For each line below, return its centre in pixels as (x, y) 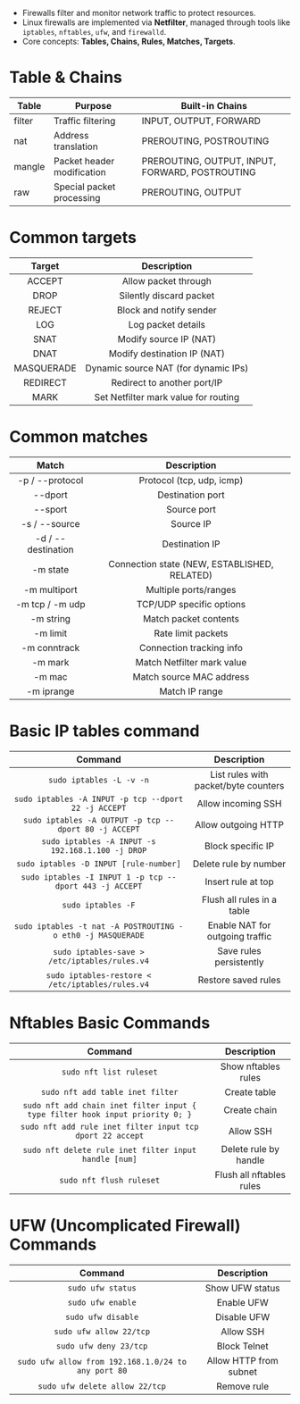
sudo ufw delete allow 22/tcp (102, 1386)
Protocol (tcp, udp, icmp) (191, 480)
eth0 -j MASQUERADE (103, 935)
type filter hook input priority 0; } (109, 1114)
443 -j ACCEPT (112, 886)
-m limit (50, 633)
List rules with (240, 774)
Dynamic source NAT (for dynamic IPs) (167, 368)
